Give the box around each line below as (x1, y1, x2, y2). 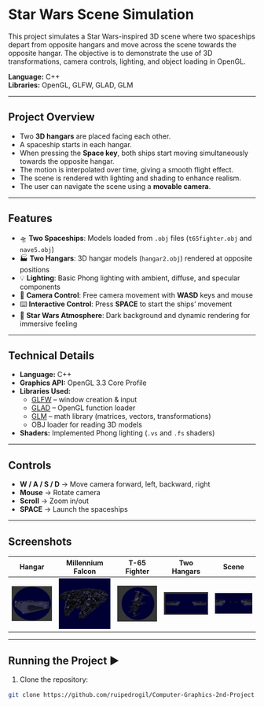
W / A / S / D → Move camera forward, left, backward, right (19, 479, 211, 489)
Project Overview (8, 110, 95, 124)
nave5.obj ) (19, 244, 55, 254)
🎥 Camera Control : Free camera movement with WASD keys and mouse (19, 290, 254, 300)
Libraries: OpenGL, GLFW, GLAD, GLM (8, 80, 134, 90)
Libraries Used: (19, 387, 71, 396)
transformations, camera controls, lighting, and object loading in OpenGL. (8, 57, 246, 66)
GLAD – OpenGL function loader (31, 403, 136, 413)
